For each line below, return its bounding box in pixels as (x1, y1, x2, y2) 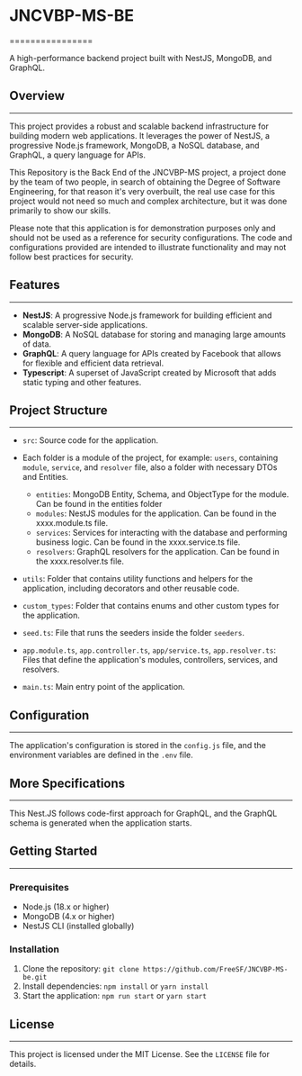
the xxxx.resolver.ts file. (35, 556, 124, 567)
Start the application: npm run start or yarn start (22, 990, 207, 1001)
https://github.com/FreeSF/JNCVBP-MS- (142, 965, 289, 974)
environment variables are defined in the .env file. (9, 749, 193, 761)
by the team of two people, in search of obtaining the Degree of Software (9, 176, 281, 187)
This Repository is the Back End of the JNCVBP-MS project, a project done (9, 167, 287, 177)
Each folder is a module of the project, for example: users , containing (22, 452, 279, 464)
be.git (22, 973, 48, 982)
